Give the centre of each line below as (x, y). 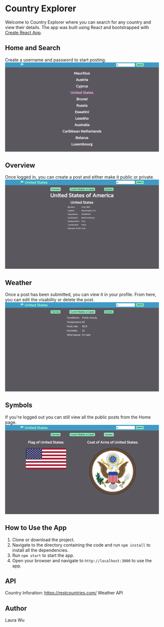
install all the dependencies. (40, 550)
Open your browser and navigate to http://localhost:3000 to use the (82, 560)
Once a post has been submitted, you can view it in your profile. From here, (81, 294)
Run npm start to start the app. (43, 555)
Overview (20, 166)
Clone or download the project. (43, 540)
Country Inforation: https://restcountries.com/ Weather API (64, 593)
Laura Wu (15, 620)
